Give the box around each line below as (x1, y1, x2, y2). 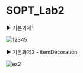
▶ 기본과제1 (6, 24, 34, 31)
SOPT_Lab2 (6, 4, 65, 17)
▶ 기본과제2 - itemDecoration (6, 48, 78, 56)
